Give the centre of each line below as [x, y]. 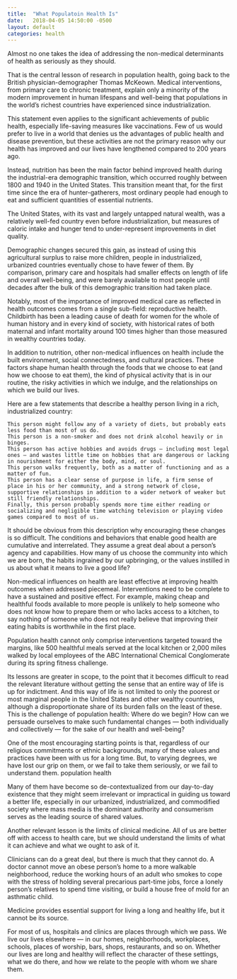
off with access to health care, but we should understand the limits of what [116, 838]
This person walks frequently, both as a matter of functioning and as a [118, 468]
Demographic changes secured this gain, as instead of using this [102, 250]
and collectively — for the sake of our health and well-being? [96, 729]
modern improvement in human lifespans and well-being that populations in [117, 98]
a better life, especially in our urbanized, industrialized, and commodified [114, 802]
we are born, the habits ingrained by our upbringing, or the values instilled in [118, 560]
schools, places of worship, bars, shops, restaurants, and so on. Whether [114, 947]
